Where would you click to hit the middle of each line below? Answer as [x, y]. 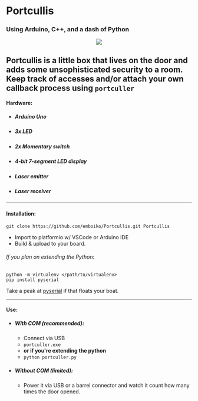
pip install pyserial [33, 280]
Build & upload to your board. [50, 243]
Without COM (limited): [44, 370]
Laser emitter [32, 176]
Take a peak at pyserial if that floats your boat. [62, 291]
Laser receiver [33, 191]
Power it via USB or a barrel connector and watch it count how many [106, 386]
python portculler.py [50, 358]
